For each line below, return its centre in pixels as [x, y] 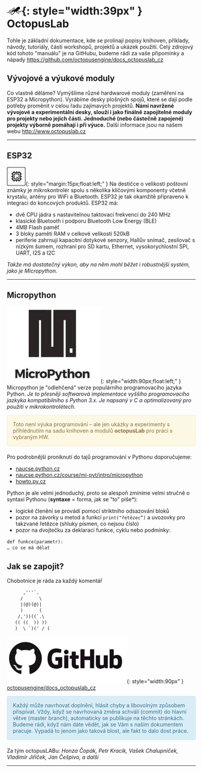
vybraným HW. [31, 437]
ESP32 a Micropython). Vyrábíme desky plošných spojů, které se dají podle [100, 99]
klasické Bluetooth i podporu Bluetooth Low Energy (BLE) [86, 221]
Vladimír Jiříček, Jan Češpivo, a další [53, 757]
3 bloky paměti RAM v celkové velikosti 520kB [73, 234]
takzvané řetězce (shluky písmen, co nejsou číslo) [77, 524]
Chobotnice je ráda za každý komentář [55, 581]
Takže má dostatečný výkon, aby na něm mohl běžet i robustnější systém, [99, 264]
